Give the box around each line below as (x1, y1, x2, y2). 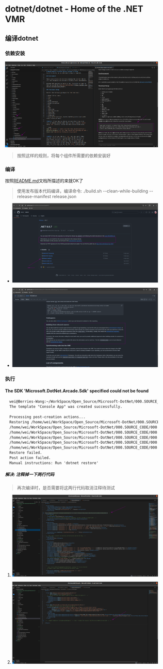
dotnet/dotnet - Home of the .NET (5, 3, 144, 15)
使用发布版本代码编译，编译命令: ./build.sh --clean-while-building (16, 188, 148, 194)
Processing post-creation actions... (9, 415, 86, 420)
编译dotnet (5, 34, 39, 42)
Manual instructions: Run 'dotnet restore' (9, 460, 98, 466)
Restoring (9, 420, 29, 424)
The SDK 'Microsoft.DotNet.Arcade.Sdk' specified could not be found (5, 388, 149, 393)
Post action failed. (9, 455, 51, 461)
